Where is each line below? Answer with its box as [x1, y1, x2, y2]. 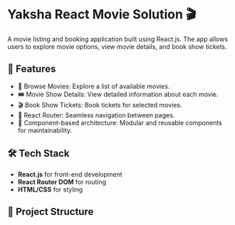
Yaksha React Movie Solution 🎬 [7, 6, 197, 23]
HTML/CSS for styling [17, 185, 83, 194]
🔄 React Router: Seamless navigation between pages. [17, 110, 175, 119]
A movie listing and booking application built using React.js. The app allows [7, 34, 229, 43]
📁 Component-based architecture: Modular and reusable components [17, 118, 223, 127]
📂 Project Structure [7, 205, 94, 218]
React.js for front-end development [17, 169, 122, 179]
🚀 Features [7, 63, 56, 75]
